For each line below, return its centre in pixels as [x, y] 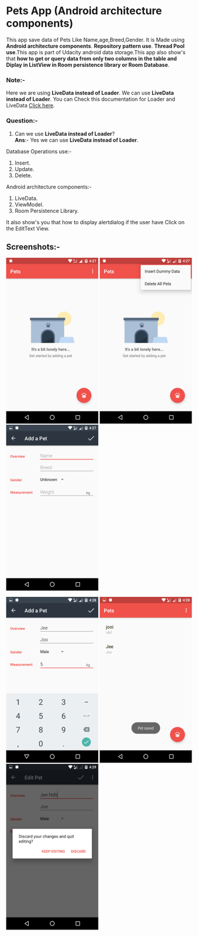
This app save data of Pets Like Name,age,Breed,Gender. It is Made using [95, 40]
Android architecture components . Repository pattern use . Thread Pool [95, 46]
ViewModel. [29, 204]
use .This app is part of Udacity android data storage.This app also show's [96, 52]
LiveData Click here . [30, 106]
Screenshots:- [33, 247]
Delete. [23, 175]
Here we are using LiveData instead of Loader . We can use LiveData [90, 93]
